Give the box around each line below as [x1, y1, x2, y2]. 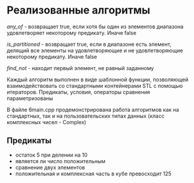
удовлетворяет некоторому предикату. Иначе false [7, 29, 137, 36]
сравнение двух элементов [15, 164, 85, 171]
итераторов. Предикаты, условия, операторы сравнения [7, 88, 150, 95]
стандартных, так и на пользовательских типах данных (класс [7, 112, 165, 119]
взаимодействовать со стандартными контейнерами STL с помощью [7, 82, 183, 89]
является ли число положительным [15, 157, 106, 165]
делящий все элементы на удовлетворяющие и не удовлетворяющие [7, 46, 183, 54]
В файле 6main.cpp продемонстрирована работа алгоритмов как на [7, 106, 179, 113]
